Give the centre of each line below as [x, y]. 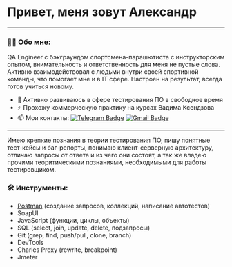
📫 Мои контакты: [43, 118]
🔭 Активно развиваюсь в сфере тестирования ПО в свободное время [120, 100]
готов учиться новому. [41, 86]
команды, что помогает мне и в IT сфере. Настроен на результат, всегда [115, 79]
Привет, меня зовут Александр [102, 12]
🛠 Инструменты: [38, 188]
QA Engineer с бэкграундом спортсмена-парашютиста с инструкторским [116, 57]
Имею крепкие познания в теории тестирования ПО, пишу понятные [109, 140]
